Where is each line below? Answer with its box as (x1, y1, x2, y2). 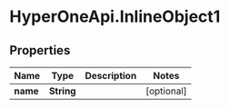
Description (85, 70, 137, 82)
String (48, 84, 76, 97)
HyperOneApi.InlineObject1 (9, 6, 221, 27)
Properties (9, 43, 71, 58)
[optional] (144, 84, 188, 97)
